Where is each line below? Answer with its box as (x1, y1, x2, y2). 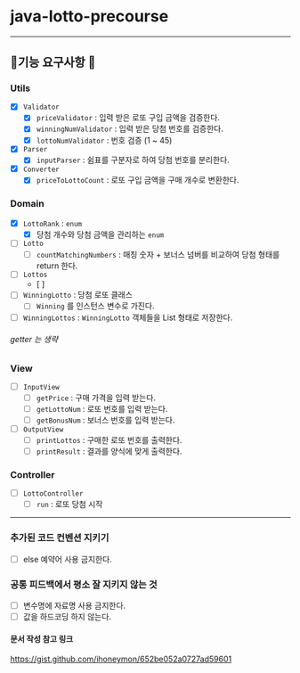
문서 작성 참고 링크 (10, 633, 74, 644)
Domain (10, 198, 45, 210)
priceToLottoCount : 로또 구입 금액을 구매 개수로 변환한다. (36, 175, 239, 185)
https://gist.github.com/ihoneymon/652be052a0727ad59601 (10, 653, 232, 665)
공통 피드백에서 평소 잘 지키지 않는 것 (10, 578, 158, 590)
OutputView (22, 425, 64, 434)
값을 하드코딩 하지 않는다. (22, 611, 112, 621)
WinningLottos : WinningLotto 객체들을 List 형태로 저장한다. (22, 312, 233, 323)
